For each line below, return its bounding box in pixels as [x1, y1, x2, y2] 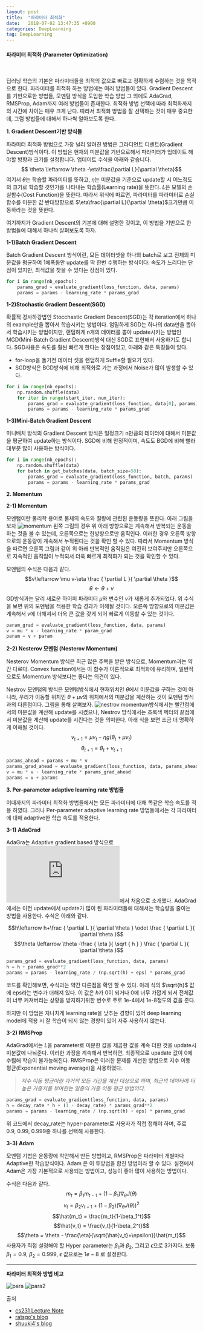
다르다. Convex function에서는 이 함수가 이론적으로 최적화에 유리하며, [12, 666, 178, 673]
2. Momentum [6, 490, 42, 497]
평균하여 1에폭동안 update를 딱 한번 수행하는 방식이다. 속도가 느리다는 [22, 259, 187, 266]
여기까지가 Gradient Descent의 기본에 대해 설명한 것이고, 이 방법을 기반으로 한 [6, 219, 192, 227]
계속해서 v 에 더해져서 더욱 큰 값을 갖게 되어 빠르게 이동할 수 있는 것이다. [6, 610, 175, 617]
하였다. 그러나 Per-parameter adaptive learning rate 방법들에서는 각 [12, 807, 176, 814]
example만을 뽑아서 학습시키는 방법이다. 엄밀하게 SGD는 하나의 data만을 [12, 320, 185, 328]
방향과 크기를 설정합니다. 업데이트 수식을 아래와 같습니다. [17, 156, 152, 164]
